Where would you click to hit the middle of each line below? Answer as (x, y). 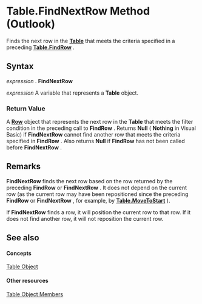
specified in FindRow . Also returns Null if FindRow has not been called (96, 141)
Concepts (19, 253)
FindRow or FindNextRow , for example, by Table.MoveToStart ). (88, 200)
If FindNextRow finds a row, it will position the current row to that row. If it (99, 212)
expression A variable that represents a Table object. (72, 93)
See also (23, 238)
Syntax (20, 66)
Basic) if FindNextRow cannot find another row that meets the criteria (93, 135)
